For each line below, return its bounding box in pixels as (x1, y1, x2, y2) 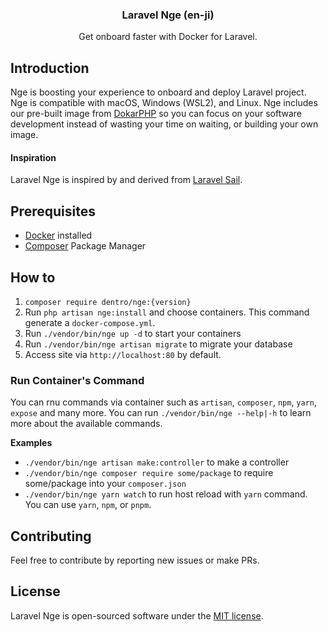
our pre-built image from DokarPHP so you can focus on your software (10, 108, 303, 120)
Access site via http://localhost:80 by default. (24, 348, 222, 360)
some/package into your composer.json (24, 478, 187, 490)
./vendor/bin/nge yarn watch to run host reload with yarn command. (24, 488, 308, 500)
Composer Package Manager (24, 240, 147, 252)
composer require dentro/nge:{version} (24, 297, 192, 307)
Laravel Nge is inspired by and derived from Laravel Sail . (10, 174, 243, 186)
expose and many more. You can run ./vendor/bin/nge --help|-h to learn (10, 407, 312, 419)
